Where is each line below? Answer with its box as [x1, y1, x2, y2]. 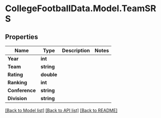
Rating [7, 71, 23, 78]
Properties [5, 33, 38, 41]
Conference [7, 87, 36, 94]
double [40, 71, 57, 78]
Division [7, 95, 27, 101]
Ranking [7, 79, 27, 86]
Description [62, 47, 90, 54]
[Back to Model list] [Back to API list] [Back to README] [5, 108, 118, 113]
